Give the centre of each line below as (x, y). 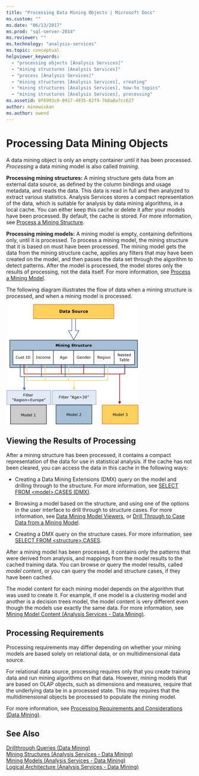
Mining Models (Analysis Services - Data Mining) (66, 761)
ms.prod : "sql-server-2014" (41, 32)
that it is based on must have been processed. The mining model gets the (96, 246)
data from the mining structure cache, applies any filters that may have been (99, 253)
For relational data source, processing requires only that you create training (98, 672)
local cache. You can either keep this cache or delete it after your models (96, 209)
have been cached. (30, 578)
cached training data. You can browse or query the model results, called (94, 565)
